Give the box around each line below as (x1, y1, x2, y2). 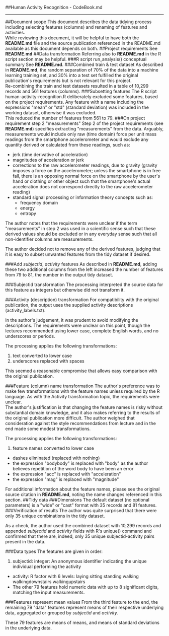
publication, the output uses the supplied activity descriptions (5, 302, 133, 308)
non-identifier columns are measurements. (5, 236, 94, 242)
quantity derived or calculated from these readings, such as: (5, 142, 130, 148)
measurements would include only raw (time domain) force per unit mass (5, 131, 157, 137)
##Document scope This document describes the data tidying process (5, 19, 152, 25)
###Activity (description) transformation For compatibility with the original (5, 297, 159, 303)
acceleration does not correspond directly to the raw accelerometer (12, 184, 153, 189)
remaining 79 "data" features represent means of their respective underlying (5, 604, 164, 610)
